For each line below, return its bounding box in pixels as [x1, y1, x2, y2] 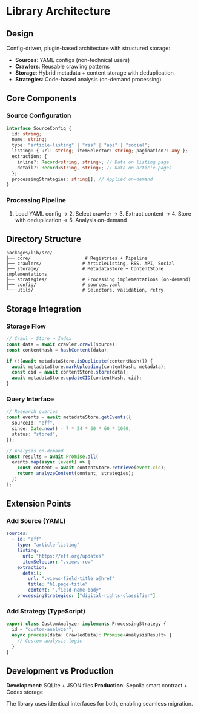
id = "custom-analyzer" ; [12, 627, 74, 633]
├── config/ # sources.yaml [6, 282, 120, 288]
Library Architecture [6, 4, 111, 18]
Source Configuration [6, 111, 71, 120]
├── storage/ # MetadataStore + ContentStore [6, 266, 164, 272]
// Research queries [6, 409, 59, 415]
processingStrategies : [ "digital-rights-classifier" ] [17, 593, 156, 599]
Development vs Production [6, 666, 114, 676]
